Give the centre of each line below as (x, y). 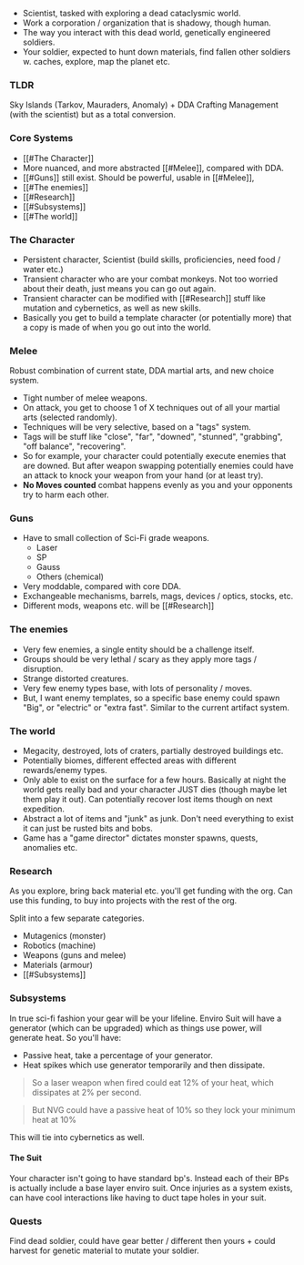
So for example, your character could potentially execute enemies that (154, 456)
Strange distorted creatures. (76, 678)
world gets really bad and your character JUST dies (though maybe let (155, 790)
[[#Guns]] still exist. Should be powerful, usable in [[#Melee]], (138, 178)
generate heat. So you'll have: (66, 1037)
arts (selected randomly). (70, 417)
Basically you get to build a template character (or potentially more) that (157, 317)
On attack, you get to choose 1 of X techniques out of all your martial (151, 408)
